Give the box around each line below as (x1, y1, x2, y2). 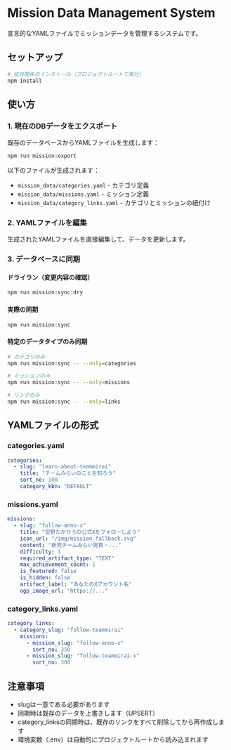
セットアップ (7, 51, 63, 64)
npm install (7, 77, 42, 84)
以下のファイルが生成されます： (7, 166, 100, 175)
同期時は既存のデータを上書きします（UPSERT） (17, 709, 159, 717)
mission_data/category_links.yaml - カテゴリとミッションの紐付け (17, 199, 211, 207)
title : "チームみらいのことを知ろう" (20, 470, 117, 477)
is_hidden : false (20, 574, 71, 581)
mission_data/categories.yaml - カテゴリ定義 (17, 181, 150, 190)
